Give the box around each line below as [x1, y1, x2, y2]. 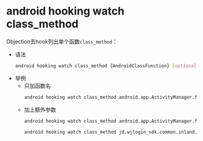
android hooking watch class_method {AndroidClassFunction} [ [14, 62, 175, 69]
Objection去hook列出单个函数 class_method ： [6, 38, 118, 45]
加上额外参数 [24, 106, 56, 113]
